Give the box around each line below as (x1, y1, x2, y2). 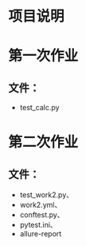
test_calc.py (19, 103, 60, 113)
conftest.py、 (19, 210, 64, 220)
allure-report (19, 229, 62, 239)
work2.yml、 (19, 200, 62, 210)
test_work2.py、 (19, 190, 74, 200)
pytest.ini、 (19, 220, 57, 230)
